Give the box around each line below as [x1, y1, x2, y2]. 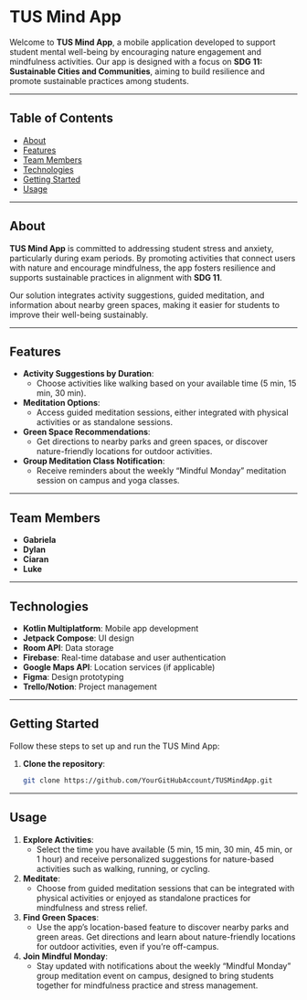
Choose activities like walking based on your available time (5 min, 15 [36, 378, 297, 389]
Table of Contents [9, 111, 114, 126]
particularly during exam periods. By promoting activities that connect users [9, 252, 296, 263]
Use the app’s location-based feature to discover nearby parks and [36, 921, 290, 932]
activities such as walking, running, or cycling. [36, 863, 210, 874]
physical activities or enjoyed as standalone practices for [36, 892, 251, 903]
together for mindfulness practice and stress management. [36, 980, 259, 991]
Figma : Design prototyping [22, 672, 124, 682]
